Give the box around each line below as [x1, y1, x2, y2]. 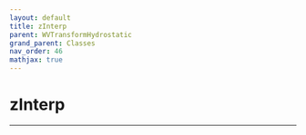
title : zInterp [9, 22, 67, 31]
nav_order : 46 [9, 47, 64, 56]
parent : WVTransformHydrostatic [9, 30, 132, 39]
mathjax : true [9, 55, 64, 64]
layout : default [9, 13, 71, 23]
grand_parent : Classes [9, 38, 96, 48]
